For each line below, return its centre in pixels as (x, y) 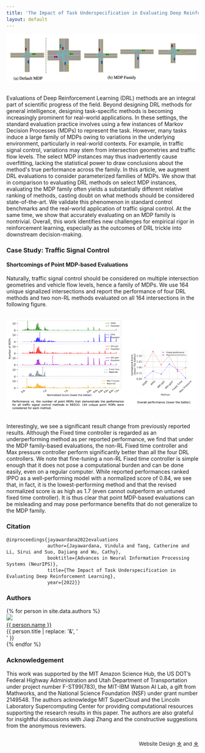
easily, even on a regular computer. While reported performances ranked (98, 471)
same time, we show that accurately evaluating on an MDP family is (91, 215)
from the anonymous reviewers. (46, 725)
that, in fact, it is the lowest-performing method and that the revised (92, 484)
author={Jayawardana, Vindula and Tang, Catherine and (118, 546)
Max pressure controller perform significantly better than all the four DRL (98, 452)
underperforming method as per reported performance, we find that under (100, 439)
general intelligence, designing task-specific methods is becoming (90, 111)
